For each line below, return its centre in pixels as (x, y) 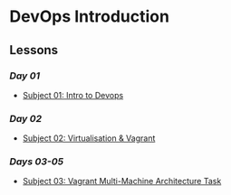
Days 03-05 (37, 162)
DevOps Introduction (90, 17)
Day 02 (26, 118)
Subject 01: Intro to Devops (73, 95)
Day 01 (25, 76)
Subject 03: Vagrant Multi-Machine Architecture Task (122, 181)
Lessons (34, 50)
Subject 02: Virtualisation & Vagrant (89, 138)
